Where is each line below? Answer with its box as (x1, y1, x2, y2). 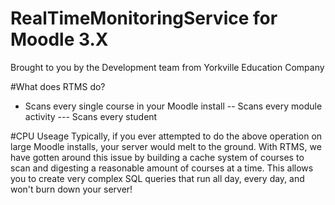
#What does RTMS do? (10, 80, 106, 92)
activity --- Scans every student (24, 110, 158, 122)
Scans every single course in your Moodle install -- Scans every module (24, 100, 323, 112)
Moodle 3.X (10, 28, 109, 51)
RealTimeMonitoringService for (10, 7, 278, 30)
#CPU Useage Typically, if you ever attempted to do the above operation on (10, 130, 323, 142)
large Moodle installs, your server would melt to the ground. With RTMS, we (10, 140, 322, 152)
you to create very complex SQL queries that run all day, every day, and (10, 172, 305, 184)
